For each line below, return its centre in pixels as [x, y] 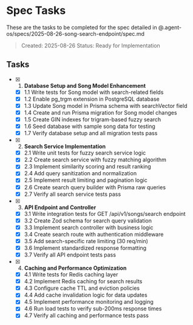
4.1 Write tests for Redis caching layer [71, 275]
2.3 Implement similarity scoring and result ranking [88, 167]
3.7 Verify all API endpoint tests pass [70, 255]
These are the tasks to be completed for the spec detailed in [82, 27]
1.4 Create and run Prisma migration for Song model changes [100, 112]
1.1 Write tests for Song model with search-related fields [94, 92]
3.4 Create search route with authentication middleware [94, 234]
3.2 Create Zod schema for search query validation [88, 220]
